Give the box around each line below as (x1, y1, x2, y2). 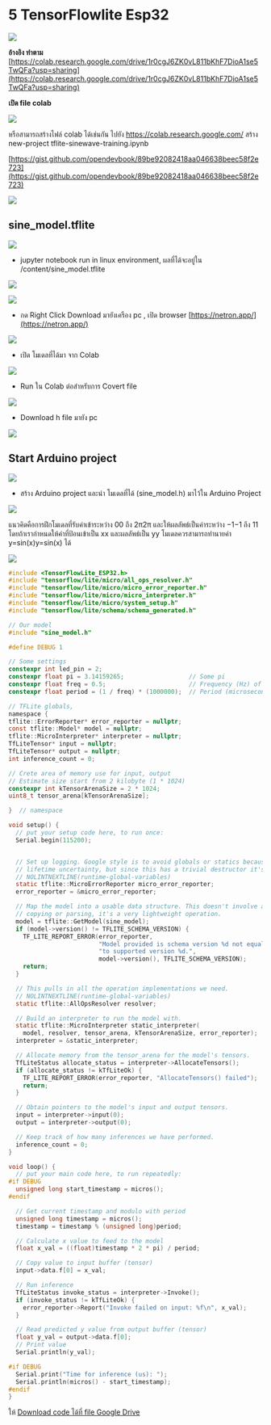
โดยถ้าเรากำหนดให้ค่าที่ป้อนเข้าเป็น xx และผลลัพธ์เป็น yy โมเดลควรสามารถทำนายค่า (8, 528, 232, 538)
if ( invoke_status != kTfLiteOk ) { (15, 1296, 135, 1304)
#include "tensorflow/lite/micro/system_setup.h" (8, 599, 179, 607)
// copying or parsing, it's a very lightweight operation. (15, 910, 222, 918)
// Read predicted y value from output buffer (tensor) (15, 1326, 207, 1334)
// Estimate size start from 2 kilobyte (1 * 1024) (8, 777, 186, 785)
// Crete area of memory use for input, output (8, 769, 172, 777)
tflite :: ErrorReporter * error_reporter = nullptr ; (8, 717, 182, 725)
